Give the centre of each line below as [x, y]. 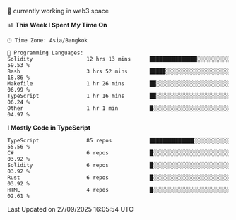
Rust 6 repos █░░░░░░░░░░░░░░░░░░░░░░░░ [118, 178]
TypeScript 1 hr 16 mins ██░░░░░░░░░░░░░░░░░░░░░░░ [118, 96]
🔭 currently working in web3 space [58, 11]
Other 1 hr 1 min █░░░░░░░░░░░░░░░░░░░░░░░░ [118, 109]
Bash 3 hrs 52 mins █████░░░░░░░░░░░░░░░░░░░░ [118, 71]
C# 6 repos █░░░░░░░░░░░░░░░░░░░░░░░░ [118, 153]
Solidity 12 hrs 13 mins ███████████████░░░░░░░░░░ [118, 59]
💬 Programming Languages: [45, 53]
